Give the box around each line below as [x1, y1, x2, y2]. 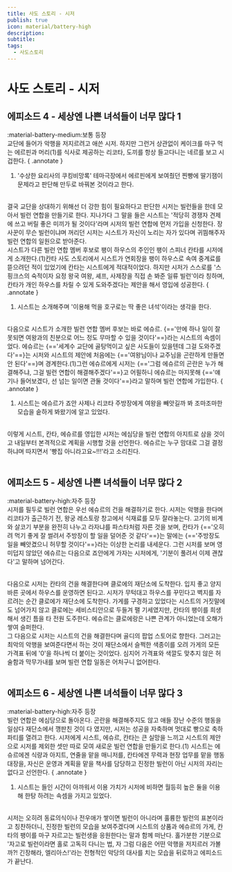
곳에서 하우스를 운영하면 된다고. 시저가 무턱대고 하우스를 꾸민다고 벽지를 [19, 588, 215, 596]
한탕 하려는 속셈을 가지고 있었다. [24, 791, 112, 800]
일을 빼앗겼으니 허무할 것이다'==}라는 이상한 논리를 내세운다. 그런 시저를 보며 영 [7, 540, 223, 548]
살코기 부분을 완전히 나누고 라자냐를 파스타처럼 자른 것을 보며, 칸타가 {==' [14, 523, 213, 531]
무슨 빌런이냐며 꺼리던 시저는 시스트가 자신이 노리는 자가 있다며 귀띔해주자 [25, 228, 226, 236]
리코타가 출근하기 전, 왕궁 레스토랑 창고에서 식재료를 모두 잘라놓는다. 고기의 [7, 513, 211, 522]
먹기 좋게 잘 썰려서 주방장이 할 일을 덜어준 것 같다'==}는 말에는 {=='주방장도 [14, 531, 220, 539]
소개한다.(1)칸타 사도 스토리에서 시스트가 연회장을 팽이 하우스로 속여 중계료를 [14, 254, 222, 263]
